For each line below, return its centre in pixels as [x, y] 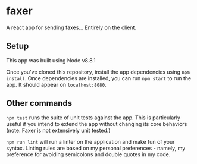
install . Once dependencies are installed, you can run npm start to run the [99, 78]
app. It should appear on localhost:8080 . [56, 84]
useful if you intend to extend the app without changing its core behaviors [97, 124]
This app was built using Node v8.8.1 [51, 60]
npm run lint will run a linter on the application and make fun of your [90, 141]
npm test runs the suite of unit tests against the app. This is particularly [93, 118]
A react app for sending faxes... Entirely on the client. [71, 27]
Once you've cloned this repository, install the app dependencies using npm [98, 72]
